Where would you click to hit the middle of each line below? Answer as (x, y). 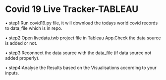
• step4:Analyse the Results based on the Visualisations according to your (81, 68)
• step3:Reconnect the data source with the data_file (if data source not (78, 53)
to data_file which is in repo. (34, 28)
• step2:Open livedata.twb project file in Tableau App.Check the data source (83, 38)
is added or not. (21, 43)
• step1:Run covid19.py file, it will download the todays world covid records (82, 23)
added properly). (22, 58)
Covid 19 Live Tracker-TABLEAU (72, 9)
